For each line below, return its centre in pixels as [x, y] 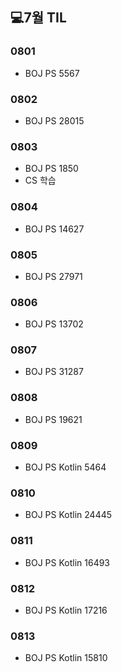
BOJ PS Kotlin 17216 [66, 610]
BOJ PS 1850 [51, 169]
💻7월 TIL [38, 18]
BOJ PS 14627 [54, 229]
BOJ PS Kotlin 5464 [65, 467]
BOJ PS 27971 [53, 276]
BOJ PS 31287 [54, 372]
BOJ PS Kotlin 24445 [68, 515]
